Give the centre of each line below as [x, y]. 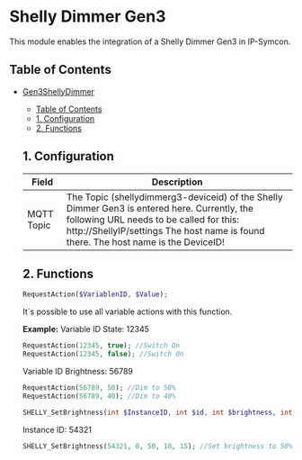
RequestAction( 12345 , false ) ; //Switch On [103, 354]
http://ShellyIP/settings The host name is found [165, 230]
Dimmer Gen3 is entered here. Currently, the [160, 208]
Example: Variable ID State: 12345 [86, 329]
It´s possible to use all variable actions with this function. [127, 311]
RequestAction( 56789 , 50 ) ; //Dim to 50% [99, 388]
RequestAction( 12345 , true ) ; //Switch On [101, 346]
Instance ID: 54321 [57, 429]
